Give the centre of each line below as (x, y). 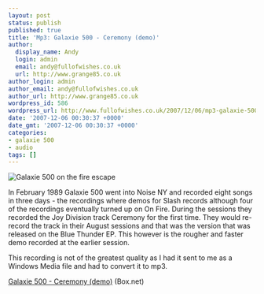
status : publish (35, 23)
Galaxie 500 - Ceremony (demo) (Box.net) (76, 281)
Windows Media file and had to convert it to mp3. (88, 266)
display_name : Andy (47, 52)
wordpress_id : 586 (38, 103)
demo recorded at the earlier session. (69, 243)
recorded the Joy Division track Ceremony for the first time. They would (125, 218)
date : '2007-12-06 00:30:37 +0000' (66, 118)
